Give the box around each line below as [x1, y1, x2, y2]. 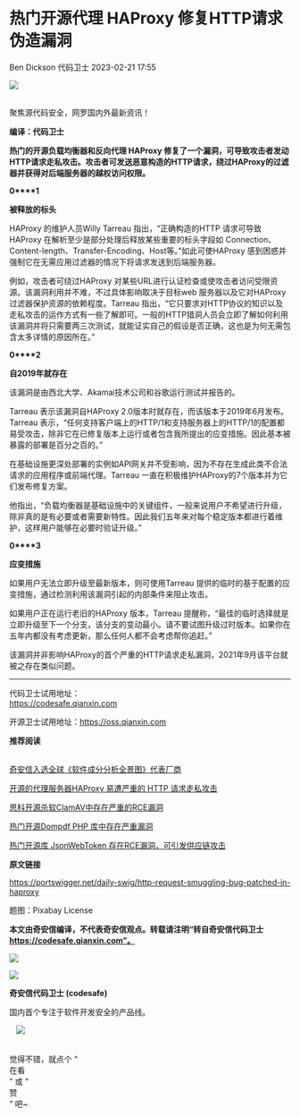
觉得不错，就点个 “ [9, 1053, 79, 1064]
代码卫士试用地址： [9, 687, 80, 698]
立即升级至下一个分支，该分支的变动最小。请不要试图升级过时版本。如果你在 [9, 618, 291, 629]
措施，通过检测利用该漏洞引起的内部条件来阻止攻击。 [16, 588, 212, 600]
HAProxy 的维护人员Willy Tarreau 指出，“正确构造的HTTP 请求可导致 [9, 223, 262, 234]
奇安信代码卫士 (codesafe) [9, 987, 108, 998]
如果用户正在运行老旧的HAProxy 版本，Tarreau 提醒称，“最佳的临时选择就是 [9, 608, 289, 618]
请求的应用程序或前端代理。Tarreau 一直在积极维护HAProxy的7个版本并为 [9, 469, 280, 480]
